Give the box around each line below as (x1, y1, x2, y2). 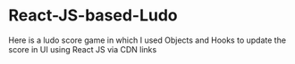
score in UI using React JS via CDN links (8, 44, 157, 54)
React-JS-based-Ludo (8, 5, 178, 26)
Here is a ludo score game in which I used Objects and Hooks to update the (8, 35, 287, 45)
